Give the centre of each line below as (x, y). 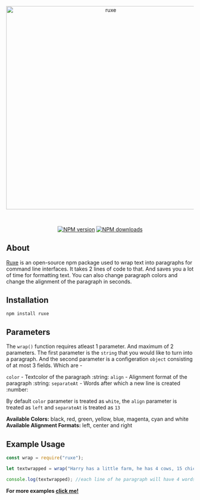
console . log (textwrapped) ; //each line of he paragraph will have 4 (93, 479)
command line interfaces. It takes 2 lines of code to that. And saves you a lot (100, 269)
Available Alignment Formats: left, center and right (69, 426)
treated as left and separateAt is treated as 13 (63, 408)
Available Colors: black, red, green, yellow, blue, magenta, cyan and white (97, 419)
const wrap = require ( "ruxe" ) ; (45, 458)
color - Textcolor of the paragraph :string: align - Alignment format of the (97, 377)
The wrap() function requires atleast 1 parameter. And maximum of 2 (90, 346)
